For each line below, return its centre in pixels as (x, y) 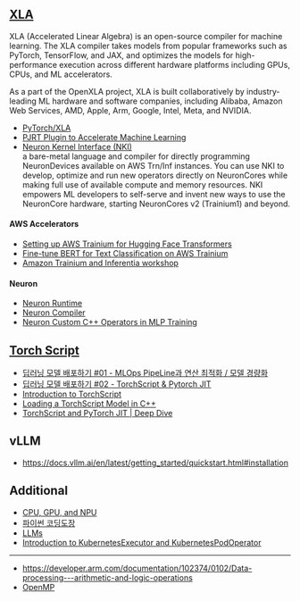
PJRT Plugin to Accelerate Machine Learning (104, 137)
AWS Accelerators (44, 224)
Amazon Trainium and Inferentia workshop (100, 263)
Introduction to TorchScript (72, 394)
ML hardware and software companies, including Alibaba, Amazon (161, 101)
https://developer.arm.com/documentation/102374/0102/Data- (137, 568)
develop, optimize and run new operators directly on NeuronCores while (155, 175)
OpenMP (38, 587)
